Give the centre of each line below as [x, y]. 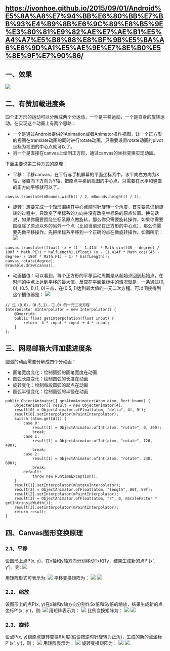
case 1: [31, 436]
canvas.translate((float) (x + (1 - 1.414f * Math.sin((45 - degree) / [82, 248]
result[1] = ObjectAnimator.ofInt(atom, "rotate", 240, [92, 458]
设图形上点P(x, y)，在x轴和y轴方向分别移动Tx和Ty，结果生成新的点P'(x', [80, 561]
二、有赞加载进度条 [35, 104]
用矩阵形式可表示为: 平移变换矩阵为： [47, 578]
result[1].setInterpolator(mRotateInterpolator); [68, 485]
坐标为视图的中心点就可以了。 [44, 147]
